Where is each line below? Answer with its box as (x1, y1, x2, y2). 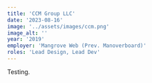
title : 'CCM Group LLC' (7, 10, 76, 17)
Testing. (7, 67, 30, 76)
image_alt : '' (7, 29, 48, 37)
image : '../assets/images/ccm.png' (7, 23, 110, 30)
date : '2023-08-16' (7, 17, 64, 24)
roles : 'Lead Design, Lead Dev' (7, 49, 100, 56)
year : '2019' (7, 36, 45, 43)
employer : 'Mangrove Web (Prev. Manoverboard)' (7, 42, 147, 49)
